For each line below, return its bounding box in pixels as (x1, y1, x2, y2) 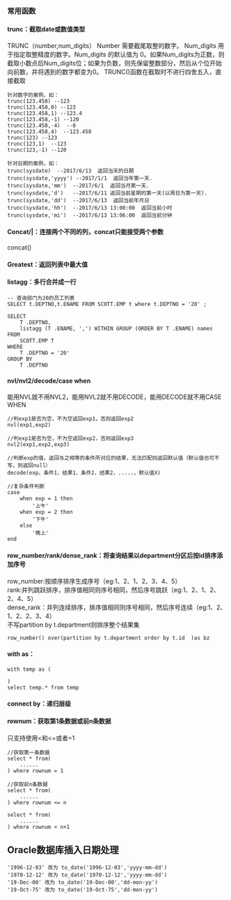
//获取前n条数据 (7, 781, 48, 788)
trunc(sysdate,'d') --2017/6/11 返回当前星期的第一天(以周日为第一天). (7, 190, 207, 197)
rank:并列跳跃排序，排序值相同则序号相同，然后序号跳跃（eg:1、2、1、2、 (7, 586, 221, 594)
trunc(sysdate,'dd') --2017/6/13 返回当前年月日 (7, 197, 150, 204)
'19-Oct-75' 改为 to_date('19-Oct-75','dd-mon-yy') (7, 887, 158, 894)
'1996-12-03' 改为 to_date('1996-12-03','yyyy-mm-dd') (7, 864, 168, 871)
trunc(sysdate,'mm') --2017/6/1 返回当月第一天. (7, 183, 150, 190)
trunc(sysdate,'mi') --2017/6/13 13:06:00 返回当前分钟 (7, 212, 173, 219)
